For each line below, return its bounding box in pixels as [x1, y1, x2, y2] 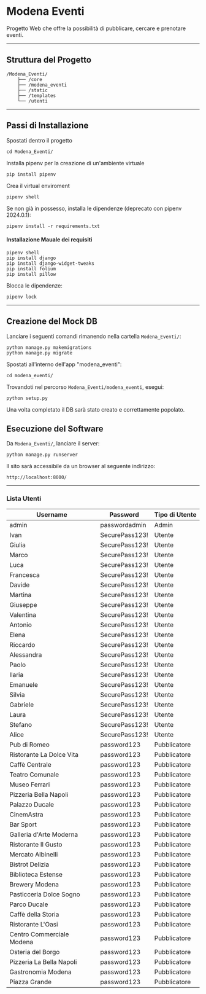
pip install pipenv [6, 171, 56, 178]
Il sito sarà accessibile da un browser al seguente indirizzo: [6, 463, 156, 470]
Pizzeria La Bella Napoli [9, 957, 77, 966]
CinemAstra [9, 810, 44, 818]
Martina [9, 590, 32, 599]
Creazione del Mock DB [6, 316, 98, 327]
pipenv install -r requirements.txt [6, 223, 100, 229]
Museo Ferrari [9, 780, 50, 789]
